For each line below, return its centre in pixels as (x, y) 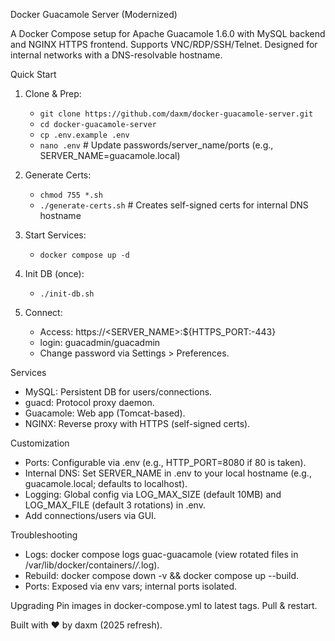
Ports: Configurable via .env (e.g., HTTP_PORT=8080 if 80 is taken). (165, 462)
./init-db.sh (67, 294)
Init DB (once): (54, 273)
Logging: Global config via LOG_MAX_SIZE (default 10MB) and (153, 494)
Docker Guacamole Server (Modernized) (94, 14)
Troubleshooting (44, 535)
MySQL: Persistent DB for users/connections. (118, 392)
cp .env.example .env (84, 135)
